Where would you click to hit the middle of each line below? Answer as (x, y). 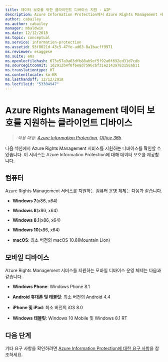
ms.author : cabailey (27, 24)
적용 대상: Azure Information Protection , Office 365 (69, 137)
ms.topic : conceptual (28, 38)
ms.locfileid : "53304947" (32, 84)
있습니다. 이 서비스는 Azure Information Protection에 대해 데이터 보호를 (75, 154)
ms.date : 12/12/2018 (27, 33)
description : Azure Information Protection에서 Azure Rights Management (81, 14)
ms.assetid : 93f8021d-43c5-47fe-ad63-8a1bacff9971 (59, 47)
